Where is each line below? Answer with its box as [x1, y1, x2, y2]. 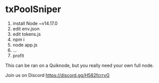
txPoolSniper [5, 4, 61, 15]
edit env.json [12, 25, 40, 31]
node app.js [12, 41, 38, 48]
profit [12, 52, 24, 59]
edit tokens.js [12, 31, 41, 37]
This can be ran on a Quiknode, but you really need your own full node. [5, 62, 154, 68]
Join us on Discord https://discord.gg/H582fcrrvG [5, 72, 110, 78]
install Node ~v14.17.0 [12, 20, 58, 26]
